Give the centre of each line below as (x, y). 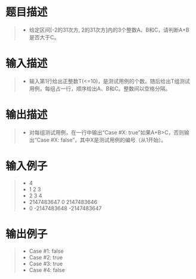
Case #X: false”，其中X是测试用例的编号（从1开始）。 (102, 140)
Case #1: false (46, 251)
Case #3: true (46, 264)
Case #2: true (46, 257)
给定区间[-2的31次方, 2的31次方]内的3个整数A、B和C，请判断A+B (109, 30)
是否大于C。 (44, 37)
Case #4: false (47, 270)
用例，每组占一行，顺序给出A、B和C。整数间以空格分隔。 (100, 88)
